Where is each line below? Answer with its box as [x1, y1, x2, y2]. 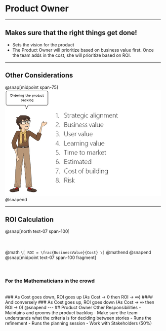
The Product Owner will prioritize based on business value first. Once [12, 47, 154, 53]
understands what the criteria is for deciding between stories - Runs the [5, 315, 152, 321]
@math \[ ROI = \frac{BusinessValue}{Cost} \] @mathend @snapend [5, 250, 152, 256]
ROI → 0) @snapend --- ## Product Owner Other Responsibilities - [5, 304, 141, 310]
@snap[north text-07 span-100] [5, 228, 70, 234]
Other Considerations [5, 71, 73, 79]
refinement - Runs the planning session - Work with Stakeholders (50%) [5, 320, 152, 326]
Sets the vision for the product [12, 41, 75, 47]
